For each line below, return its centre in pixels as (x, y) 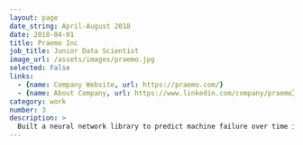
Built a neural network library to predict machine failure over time (153, 127)
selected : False (40, 68)
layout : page (34, 18)
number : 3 (28, 110)
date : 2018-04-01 (42, 34)
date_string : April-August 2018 (70, 26)
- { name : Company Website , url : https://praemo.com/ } (120, 85)
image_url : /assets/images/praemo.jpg (82, 59)
